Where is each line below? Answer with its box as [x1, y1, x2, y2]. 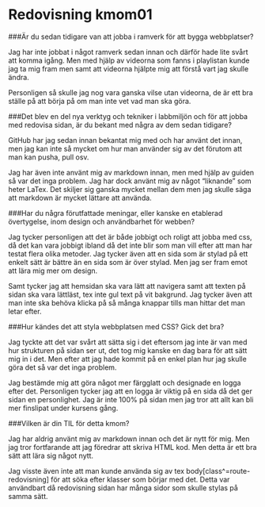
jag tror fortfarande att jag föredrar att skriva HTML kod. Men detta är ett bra [8, 442, 257, 451]
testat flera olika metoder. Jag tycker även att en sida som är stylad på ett [8, 248, 248, 259]
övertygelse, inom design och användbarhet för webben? [8, 217, 195, 226]
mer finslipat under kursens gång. [8, 403, 119, 413]
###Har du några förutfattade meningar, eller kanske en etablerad [8, 208, 223, 217]
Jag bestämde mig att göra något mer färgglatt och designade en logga [8, 378, 241, 387]
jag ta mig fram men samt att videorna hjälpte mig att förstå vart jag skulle [8, 63, 249, 73]
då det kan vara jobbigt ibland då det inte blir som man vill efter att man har [8, 240, 253, 250]
